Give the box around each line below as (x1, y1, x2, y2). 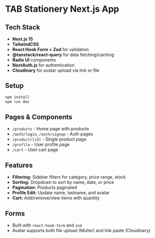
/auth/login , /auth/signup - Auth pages (12, 131, 93, 137)
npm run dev (5, 99, 29, 104)
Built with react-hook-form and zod (12, 222, 82, 228)
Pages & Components (5, 113, 73, 121)
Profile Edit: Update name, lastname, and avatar (12, 190, 110, 196)
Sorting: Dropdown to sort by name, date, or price (12, 179, 114, 185)
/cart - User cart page (12, 147, 58, 153)
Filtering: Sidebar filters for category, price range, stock (12, 174, 126, 180)
